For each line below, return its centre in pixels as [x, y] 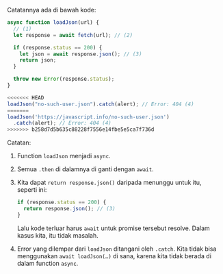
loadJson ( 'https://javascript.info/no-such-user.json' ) [88, 117]
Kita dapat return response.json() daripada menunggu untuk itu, [109, 183]
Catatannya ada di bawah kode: [52, 10]
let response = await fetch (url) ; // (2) [73, 35]
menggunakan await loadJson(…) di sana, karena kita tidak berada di [114, 256]
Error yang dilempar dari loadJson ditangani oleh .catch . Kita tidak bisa [117, 249]
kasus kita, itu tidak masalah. [58, 235]
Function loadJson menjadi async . [64, 156]
